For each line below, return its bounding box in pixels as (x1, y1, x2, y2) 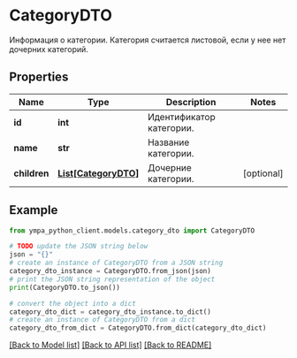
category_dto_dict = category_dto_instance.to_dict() (9, 307, 212, 316)
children (13, 167, 49, 179)
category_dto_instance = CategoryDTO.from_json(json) (9, 267, 212, 276)
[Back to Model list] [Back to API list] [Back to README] (9, 339, 212, 350)
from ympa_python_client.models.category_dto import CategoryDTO (9, 226, 255, 235)
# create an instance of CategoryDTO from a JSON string (9, 258, 224, 268)
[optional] (242, 167, 284, 179)
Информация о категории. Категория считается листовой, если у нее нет (9, 34, 286, 45)
